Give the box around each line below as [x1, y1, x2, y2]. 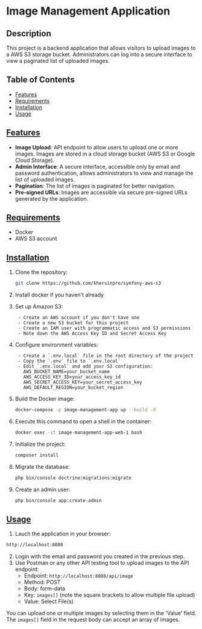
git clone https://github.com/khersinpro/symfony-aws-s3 [14, 280, 162, 287]
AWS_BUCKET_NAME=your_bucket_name [23, 369, 110, 375]
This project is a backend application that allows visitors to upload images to [6, 44, 196, 51]
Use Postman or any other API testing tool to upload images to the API [14, 559, 189, 567]
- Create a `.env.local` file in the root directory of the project [17, 353, 194, 359]
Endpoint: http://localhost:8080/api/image [24, 572, 133, 579]
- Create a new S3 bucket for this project [17, 320, 129, 326]
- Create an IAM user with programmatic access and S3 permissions [17, 325, 191, 331]
